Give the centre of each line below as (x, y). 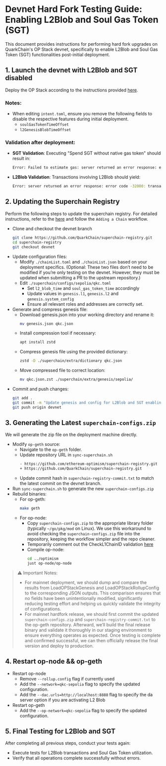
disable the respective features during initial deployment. (70, 119)
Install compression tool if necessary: (58, 333)
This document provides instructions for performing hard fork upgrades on (81, 44)
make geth (30, 509)
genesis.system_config (51, 299)
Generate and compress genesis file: (50, 309)
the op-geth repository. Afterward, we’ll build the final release (87, 624)
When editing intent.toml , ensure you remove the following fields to (82, 114)
